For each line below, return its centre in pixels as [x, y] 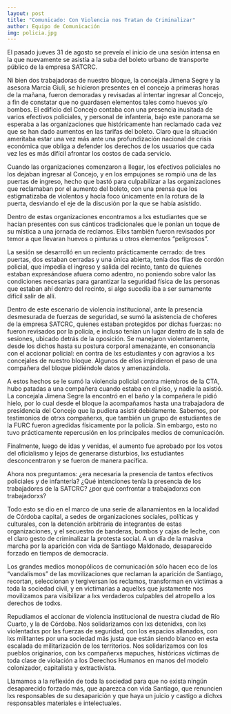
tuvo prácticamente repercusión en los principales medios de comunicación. [116, 433]
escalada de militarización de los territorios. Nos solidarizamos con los [108, 646]
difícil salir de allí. [32, 296]
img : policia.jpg [32, 33]
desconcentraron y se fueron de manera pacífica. [78, 461]
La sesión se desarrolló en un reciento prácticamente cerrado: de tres [106, 252]
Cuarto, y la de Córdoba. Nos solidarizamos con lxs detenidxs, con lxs [107, 624]
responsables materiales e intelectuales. [64, 703]
